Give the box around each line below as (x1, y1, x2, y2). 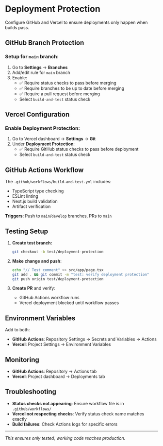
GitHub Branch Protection (5, 39, 84, 47)
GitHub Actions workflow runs (19, 295, 80, 301)
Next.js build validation (12, 198, 58, 205)
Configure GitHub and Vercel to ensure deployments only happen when (5, 19, 148, 25)
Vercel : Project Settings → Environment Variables (12, 342, 111, 347)
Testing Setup (5, 227, 49, 235)
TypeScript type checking (12, 188, 64, 194)
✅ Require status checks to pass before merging (19, 80, 116, 86)
